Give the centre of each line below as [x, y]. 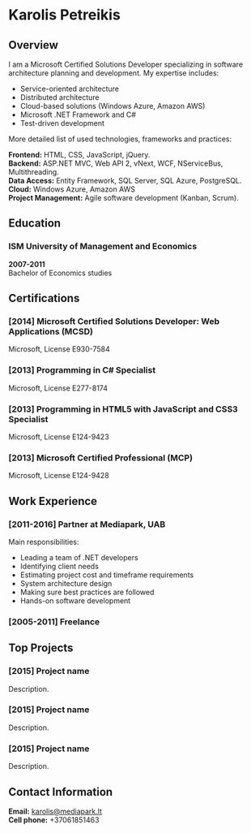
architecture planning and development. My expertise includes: [114, 73]
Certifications [44, 298]
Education [35, 224]
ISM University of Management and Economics [103, 247]
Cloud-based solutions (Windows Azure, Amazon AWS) [113, 106]
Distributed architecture [60, 97]
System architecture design [66, 583]
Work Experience [53, 501]
